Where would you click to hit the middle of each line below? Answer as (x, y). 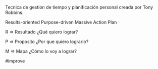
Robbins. (14, 12)
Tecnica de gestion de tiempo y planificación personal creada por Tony (79, 7)
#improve (15, 61)
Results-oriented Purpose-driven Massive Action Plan (61, 22)
